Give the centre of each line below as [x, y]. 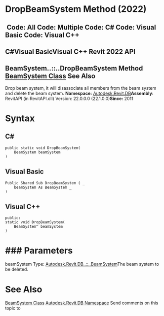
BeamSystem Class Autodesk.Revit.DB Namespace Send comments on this [82, 303]
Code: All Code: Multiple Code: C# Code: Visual [82, 27]
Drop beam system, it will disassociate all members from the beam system [81, 88]
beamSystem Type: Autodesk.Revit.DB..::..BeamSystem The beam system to [82, 264]
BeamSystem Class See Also [50, 76]
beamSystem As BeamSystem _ [43, 187]
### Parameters [39, 250]
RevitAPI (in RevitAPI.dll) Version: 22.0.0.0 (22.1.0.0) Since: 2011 [69, 98]
